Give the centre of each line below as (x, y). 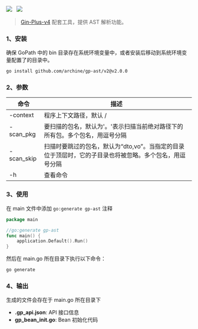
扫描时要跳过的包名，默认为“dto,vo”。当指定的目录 (114, 146)
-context (22, 115)
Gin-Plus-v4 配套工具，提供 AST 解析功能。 (74, 22)
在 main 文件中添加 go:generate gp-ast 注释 (60, 208)
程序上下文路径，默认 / (75, 116)
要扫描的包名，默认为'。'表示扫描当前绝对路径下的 (114, 127)
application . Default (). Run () (52, 241)
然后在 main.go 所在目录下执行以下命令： (56, 259)
